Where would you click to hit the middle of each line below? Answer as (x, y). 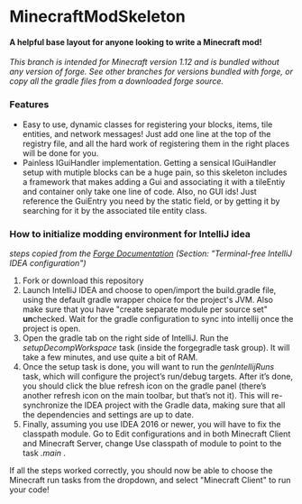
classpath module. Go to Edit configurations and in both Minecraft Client (156, 434)
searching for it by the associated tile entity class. (114, 210)
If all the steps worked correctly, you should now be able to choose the (141, 470)
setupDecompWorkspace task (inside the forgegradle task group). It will (156, 347)
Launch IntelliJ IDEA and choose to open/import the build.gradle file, (149, 289)
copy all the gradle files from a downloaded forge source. (116, 81)
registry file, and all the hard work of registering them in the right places (156, 143)
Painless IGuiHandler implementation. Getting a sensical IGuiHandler (149, 162)
